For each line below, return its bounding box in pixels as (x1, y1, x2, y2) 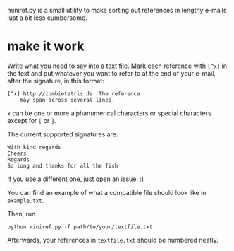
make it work (7, 38, 85, 54)
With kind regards (7, 144, 61, 151)
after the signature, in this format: (7, 76, 104, 85)
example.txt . (7, 196, 44, 204)
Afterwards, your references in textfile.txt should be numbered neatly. (7, 235, 218, 244)
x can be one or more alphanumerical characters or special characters (7, 109, 211, 117)
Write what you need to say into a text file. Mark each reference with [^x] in (7, 62, 228, 70)
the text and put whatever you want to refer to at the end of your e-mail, (7, 69, 216, 77)
